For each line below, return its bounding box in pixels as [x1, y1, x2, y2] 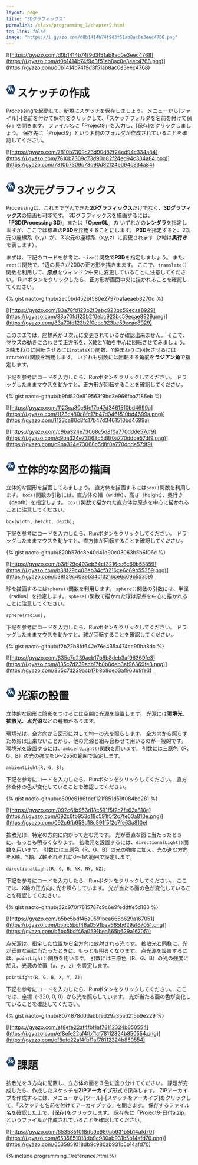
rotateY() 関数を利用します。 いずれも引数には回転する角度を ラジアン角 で [6, 353, 186, 361]
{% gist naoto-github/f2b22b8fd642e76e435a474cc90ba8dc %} [6, 642, 165, 650]
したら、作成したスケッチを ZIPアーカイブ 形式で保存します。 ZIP [11, 1086, 168, 1093]
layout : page [6, 9, 38, 15]
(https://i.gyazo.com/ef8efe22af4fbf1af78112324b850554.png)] [6, 1030, 161, 1037]
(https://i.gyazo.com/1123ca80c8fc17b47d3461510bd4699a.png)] [6, 411, 165, 417]
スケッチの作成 [17, 86, 90, 100]
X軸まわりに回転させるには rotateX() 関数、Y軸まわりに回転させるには [6, 346, 177, 353]
